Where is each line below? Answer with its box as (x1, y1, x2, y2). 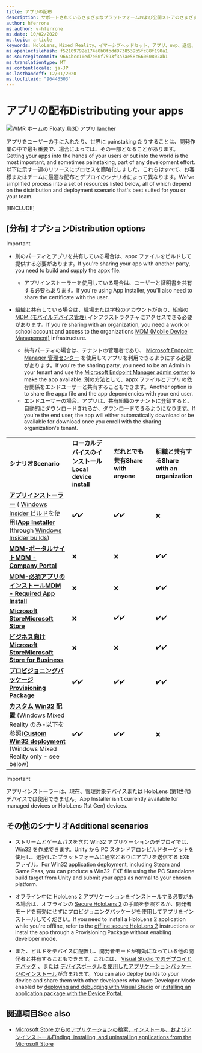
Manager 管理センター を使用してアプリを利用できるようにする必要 (23, 354, 191, 361)
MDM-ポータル (9, 544, 53, 552)
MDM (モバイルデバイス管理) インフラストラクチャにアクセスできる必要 (14, 313, 193, 320)
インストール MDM (9, 581, 61, 590)
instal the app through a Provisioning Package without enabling (14, 928, 172, 935)
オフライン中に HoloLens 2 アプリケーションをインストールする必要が (14, 893, 188, 900)
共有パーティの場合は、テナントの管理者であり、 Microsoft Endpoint (23, 346, 194, 353)
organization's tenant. (23, 424, 78, 431)
